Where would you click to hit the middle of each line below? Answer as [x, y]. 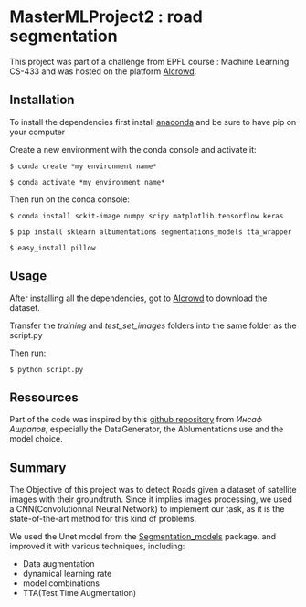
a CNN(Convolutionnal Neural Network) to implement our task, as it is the [147, 509]
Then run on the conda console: [70, 199]
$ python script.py [47, 369]
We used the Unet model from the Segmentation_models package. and [143, 537]
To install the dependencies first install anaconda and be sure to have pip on [153, 122]
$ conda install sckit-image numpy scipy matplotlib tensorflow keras [147, 216]
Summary [38, 468]
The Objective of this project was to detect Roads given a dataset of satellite [153, 490]
